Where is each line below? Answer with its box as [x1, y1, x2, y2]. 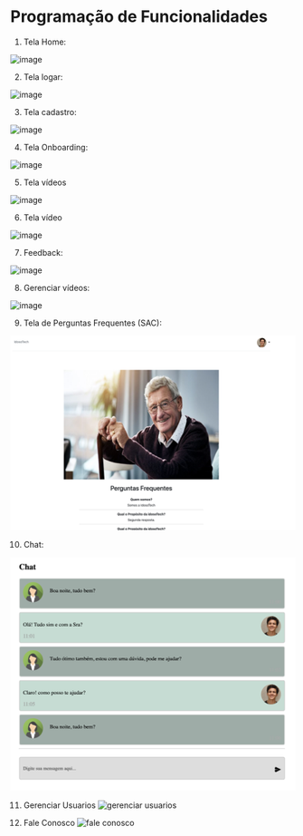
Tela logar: [23, 71, 63, 83]
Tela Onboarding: [23, 141, 89, 152]
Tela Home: [23, 36, 67, 47]
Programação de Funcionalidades [10, 6, 268, 27]
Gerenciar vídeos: [23, 282, 90, 293]
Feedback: [23, 247, 63, 258]
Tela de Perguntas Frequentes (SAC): [23, 317, 162, 328]
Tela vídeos [23, 177, 67, 188]
